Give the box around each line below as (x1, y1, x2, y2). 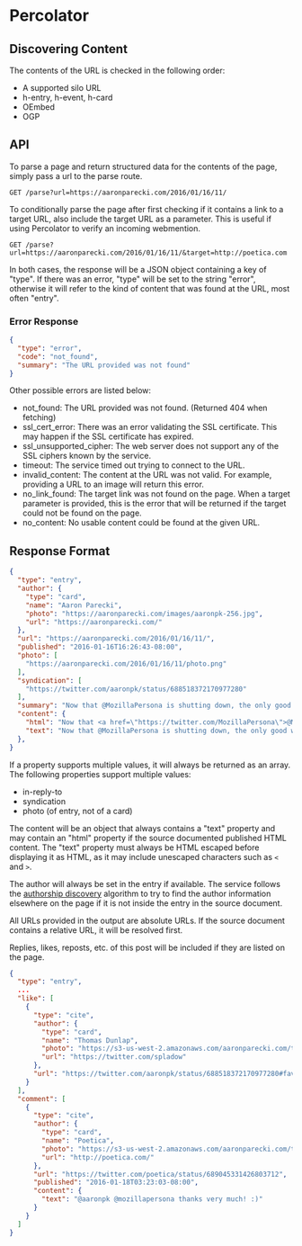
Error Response (9, 315, 79, 327)
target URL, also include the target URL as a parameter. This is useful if (9, 213, 272, 224)
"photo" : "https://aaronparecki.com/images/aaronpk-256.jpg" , (25, 609, 263, 618)
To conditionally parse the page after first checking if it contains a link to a (9, 203, 284, 214)
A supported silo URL (22, 83, 102, 93)
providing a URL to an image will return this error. (22, 479, 205, 490)
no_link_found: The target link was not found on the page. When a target (22, 489, 290, 499)
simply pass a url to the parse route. (9, 170, 143, 181)
